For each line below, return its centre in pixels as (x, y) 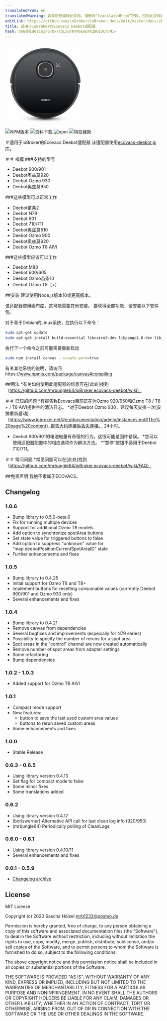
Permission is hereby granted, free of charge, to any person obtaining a (78, 925)
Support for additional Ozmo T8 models (53, 528)
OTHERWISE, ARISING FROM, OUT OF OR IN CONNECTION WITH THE (78, 1009)
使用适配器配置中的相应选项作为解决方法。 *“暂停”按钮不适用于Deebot (84, 443)
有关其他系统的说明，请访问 (34, 368)
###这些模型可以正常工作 (31, 197)
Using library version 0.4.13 (40, 776)
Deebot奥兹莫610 (30, 230)
